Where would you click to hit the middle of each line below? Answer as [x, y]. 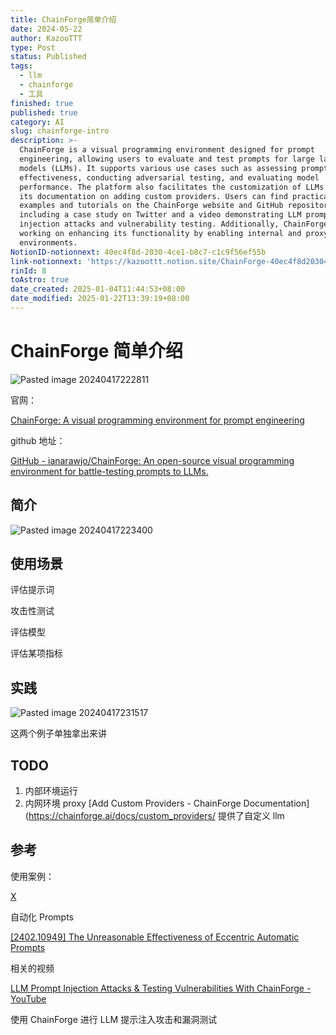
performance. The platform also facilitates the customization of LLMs [172, 187]
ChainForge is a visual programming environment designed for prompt [167, 150]
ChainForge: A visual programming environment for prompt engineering [157, 420]
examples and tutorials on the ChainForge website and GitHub [151, 206]
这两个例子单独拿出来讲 [58, 733]
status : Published [48, 57]
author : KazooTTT [46, 38]
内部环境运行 [51, 791]
